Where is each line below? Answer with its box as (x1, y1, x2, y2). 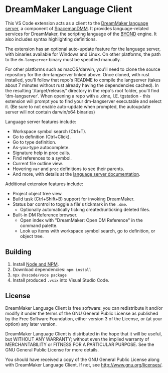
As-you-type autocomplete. (12, 144, 70, 150)
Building (5, 247, 32, 257)
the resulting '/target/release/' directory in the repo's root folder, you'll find (5, 87, 159, 93)
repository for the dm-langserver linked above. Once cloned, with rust (5, 71, 150, 77)
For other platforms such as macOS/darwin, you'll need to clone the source (5, 66, 160, 72)
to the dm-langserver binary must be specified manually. (5, 56, 121, 62)
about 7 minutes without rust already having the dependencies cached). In (5, 82, 159, 88)
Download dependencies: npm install (12, 266, 92, 272)
